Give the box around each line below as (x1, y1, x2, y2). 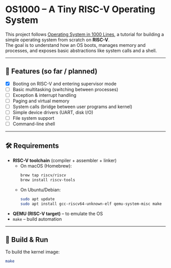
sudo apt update (20, 196, 55, 202)
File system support (12, 115, 54, 121)
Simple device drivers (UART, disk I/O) (12, 110, 94, 116)
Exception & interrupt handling (12, 92, 76, 98)
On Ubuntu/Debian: (20, 186, 61, 193)
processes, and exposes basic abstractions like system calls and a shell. (5, 47, 157, 53)
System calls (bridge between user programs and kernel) (12, 103, 132, 110)
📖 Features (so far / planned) (5, 67, 98, 76)
